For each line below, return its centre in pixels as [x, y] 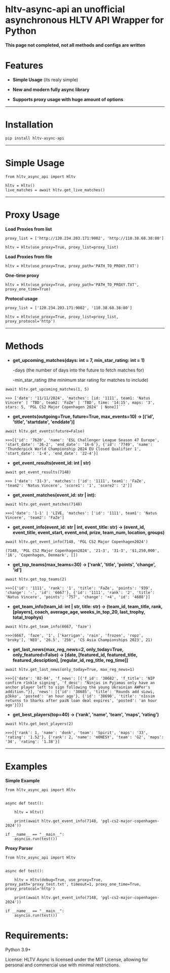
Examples [26, 766]
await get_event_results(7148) [38, 472]
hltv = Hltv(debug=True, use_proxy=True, [58, 880]
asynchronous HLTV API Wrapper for [84, 20]
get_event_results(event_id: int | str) [52, 463]
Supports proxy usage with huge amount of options [68, 99]
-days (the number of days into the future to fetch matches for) [78, 370]
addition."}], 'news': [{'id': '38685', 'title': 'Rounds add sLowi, [80, 692]
